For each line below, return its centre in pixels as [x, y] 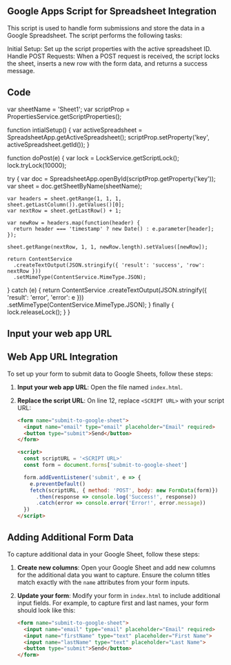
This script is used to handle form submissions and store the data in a [106, 28]
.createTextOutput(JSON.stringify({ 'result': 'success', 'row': [109, 265]
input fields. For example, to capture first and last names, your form [113, 603]
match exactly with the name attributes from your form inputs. [103, 582]
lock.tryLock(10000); [37, 165]
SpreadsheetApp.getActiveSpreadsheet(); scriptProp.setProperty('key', [108, 137]
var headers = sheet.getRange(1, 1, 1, [64, 199]
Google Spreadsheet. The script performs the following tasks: [95, 35]
